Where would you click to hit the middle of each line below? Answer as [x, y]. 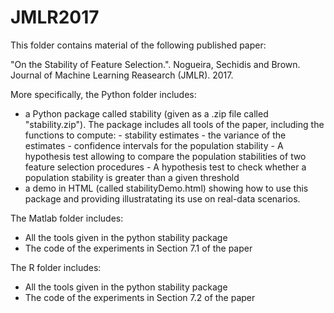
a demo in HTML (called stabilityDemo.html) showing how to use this [166, 188]
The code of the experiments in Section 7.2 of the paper [140, 297]
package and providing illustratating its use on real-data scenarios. [162, 198]
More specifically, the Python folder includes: [103, 94]
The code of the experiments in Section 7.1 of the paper [138, 248]
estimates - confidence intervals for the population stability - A [154, 145]
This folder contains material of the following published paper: [138, 45]
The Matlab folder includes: [67, 218]
